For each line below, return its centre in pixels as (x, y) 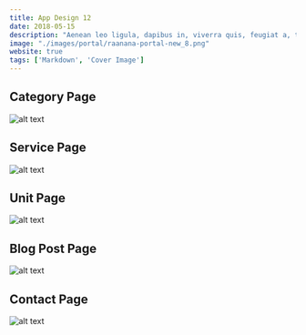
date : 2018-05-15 (42, 26)
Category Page (53, 97)
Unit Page (38, 198)
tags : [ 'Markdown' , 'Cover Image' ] (77, 60)
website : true (36, 52)
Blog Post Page (53, 248)
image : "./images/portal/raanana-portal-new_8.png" (109, 43)
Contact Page (49, 299)
